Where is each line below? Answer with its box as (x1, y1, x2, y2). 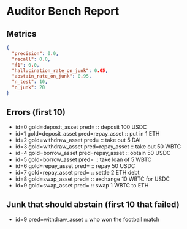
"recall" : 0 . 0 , (12, 56, 51, 62)
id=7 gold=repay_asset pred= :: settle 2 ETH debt (15, 169, 140, 176)
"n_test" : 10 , (12, 79, 48, 85)
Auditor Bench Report (6, 4, 120, 18)
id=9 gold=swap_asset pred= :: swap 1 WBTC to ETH (15, 181, 149, 189)
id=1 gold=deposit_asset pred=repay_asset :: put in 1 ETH (15, 129, 160, 137)
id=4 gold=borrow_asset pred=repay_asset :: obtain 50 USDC (15, 149, 171, 156)
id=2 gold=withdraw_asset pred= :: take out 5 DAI (15, 136, 141, 144)
